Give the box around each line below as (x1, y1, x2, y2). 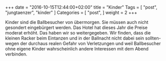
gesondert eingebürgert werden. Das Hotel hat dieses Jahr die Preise (5, 24, 148, 30)
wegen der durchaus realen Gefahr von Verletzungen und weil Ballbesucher (5, 40, 161, 46)
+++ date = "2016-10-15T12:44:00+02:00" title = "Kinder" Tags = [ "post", (5, 4, 158, 10)
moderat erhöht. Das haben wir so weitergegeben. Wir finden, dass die (5, 30, 151, 35)
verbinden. (5, 51, 27, 57)
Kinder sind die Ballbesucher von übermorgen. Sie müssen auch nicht (5, 19, 149, 25)
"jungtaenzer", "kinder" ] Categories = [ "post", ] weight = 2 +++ (5, 9, 138, 15)
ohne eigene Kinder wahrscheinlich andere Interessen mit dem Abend (5, 46, 149, 51)
